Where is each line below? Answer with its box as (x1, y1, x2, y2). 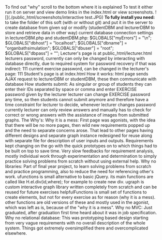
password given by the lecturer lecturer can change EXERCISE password (5, 91, 150, 97)
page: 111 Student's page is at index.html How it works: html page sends (5, 71, 148, 76)
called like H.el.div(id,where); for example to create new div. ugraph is (5, 179, 144, 184)
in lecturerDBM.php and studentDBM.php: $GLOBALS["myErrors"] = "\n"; (5, 35, 152, 41)
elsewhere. (5, 230, 27, 236)
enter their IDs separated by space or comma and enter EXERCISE (5, 87, 137, 92)
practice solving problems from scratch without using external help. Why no (5, 158, 156, 164)
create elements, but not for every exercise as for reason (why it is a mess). (5, 195, 156, 200)
